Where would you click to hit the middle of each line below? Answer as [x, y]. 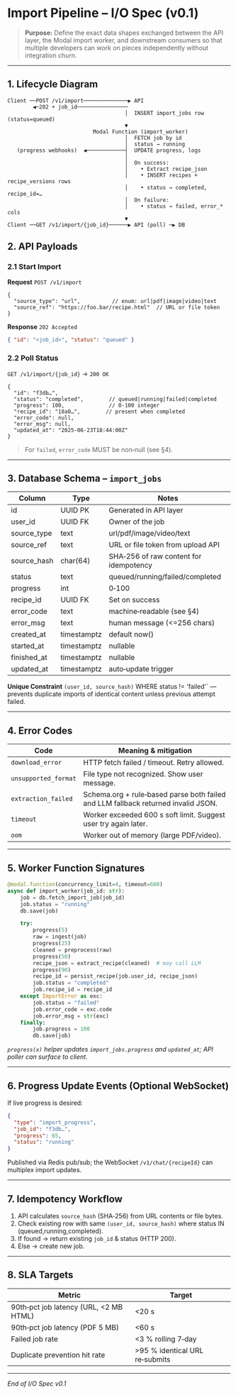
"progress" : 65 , [38, 1136]
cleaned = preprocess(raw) [73, 950]
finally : [33, 1022]
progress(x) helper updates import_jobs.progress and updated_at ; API [110, 1049]
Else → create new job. [51, 1246]
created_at [29, 634]
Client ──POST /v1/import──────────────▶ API [75, 101]
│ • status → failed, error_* [174, 206]
